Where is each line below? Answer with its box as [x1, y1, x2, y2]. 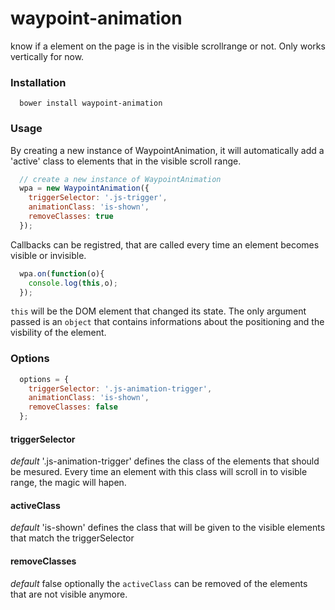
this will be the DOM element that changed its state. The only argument [10, 305, 307, 317]
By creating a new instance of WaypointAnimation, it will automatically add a [10, 144, 325, 156]
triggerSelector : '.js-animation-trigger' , [28, 383, 213, 394]
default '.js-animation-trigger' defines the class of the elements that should [10, 455, 320, 467]
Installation [10, 75, 67, 89]
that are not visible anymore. [10, 588, 128, 600]
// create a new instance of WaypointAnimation [19, 174, 222, 184]
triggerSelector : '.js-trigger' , [28, 193, 168, 203]
